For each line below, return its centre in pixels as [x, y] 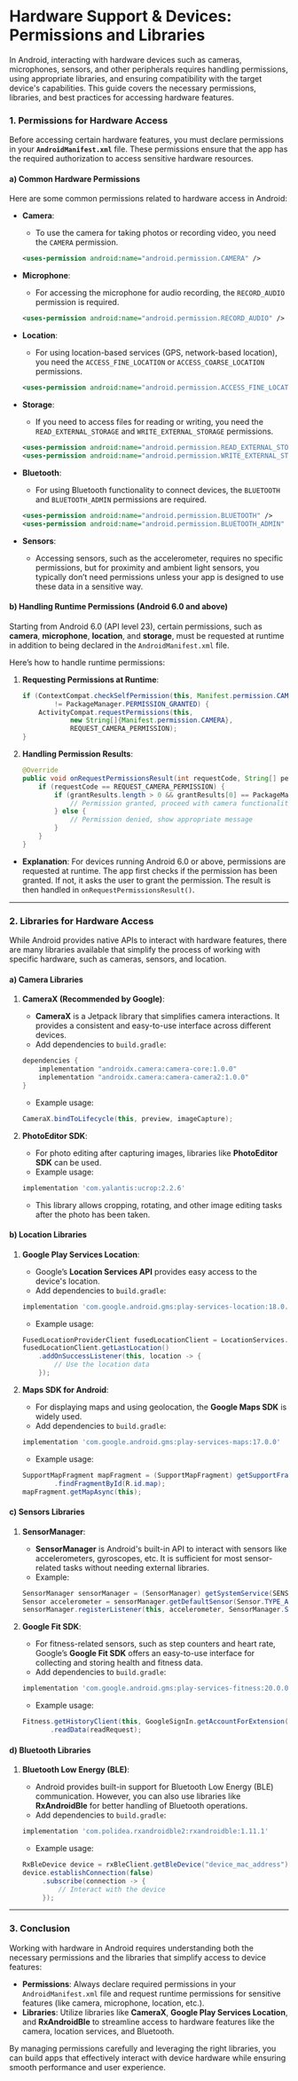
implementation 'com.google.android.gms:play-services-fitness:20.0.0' [157, 1688]
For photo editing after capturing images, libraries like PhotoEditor [157, 1153]
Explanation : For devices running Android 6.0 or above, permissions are [154, 861]
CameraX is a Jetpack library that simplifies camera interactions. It [157, 1017]
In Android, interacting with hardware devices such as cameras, [125, 59]
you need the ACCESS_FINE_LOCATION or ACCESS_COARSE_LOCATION [150, 362]
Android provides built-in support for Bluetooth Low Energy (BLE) [154, 1787]
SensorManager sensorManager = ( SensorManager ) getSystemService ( [147, 1593]
